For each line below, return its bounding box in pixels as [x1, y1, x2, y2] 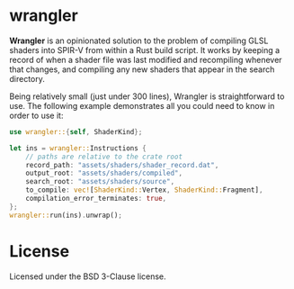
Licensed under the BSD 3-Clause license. [9, 271, 166, 282]
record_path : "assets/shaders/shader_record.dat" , [25, 160, 219, 169]
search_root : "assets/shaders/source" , [25, 177, 175, 186]
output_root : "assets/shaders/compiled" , [25, 168, 183, 178]
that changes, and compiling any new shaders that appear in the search [9, 64, 275, 75]
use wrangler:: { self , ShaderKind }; [9, 127, 143, 136]
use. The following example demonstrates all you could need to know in [9, 100, 275, 111]
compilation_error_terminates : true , [25, 194, 167, 203]
